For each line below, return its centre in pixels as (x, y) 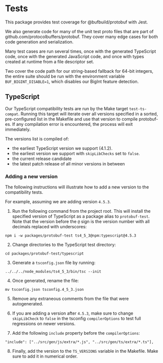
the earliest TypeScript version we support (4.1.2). (62, 148)
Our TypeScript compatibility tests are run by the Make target (67, 108)
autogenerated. (28, 304)
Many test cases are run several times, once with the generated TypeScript (81, 51)
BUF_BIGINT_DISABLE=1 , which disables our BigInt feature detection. (72, 81)
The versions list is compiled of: (37, 139)
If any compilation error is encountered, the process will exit (72, 124)
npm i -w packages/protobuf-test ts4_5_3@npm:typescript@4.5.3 (71, 236)
